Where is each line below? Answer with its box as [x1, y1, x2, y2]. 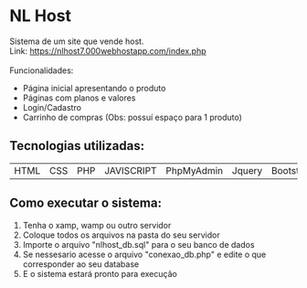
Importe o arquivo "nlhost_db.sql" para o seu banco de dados [22, 239, 255, 250]
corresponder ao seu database [22, 258, 140, 270]
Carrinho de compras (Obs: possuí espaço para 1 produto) [22, 112, 242, 123]
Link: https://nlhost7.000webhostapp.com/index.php [9, 45, 206, 56]
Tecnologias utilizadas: [9, 138, 144, 154]
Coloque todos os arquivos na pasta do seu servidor [22, 229, 221, 240]
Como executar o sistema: [9, 196, 163, 211]
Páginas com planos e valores [22, 92, 136, 103]
